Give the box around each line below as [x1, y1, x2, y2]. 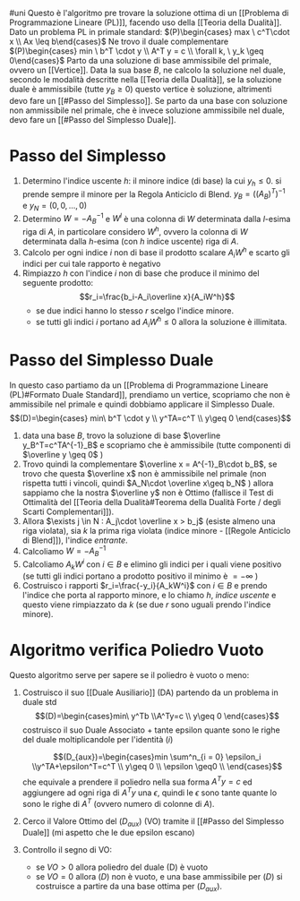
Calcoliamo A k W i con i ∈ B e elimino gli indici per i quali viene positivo [21, 557, 282, 571]
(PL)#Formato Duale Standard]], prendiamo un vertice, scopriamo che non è [9, 389, 291, 399]
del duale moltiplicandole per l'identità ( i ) [21, 734, 174, 744]
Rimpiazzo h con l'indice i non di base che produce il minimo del [21, 268, 260, 279]
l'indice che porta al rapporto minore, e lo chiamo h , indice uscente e [21, 589, 277, 600]
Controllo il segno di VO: [21, 845, 113, 855]
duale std [21, 696, 57, 707]
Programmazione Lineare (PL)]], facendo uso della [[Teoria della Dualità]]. [9, 17, 282, 28]
